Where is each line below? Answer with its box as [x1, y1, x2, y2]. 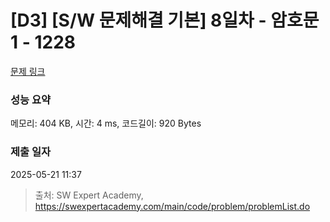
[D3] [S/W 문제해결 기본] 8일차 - [10, 9, 267, 32]
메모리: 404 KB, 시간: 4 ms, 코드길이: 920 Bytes [10, 117, 202, 130]
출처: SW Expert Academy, [34, 189, 144, 201]
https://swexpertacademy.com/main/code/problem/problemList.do [34, 200, 311, 212]
